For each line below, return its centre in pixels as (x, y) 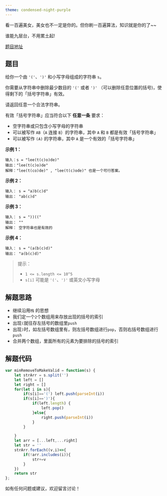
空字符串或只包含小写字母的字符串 (48, 126)
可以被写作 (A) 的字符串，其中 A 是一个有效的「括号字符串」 (75, 139)
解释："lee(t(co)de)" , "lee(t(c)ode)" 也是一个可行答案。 (64, 171)
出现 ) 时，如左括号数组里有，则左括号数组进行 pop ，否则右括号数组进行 (85, 329)
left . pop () (53, 408)
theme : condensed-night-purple (38, 10)
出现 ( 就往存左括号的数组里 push (45, 323)
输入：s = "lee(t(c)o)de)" (32, 160)
